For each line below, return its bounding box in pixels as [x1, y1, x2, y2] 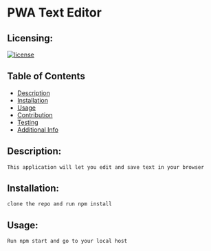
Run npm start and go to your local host [7, 238, 128, 245]
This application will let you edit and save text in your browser [7, 163, 205, 170]
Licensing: [7, 32, 54, 44]
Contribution [16, 110, 53, 119]
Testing [16, 118, 39, 126]
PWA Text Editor [7, 5, 102, 21]
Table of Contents [7, 70, 86, 82]
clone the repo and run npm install [7, 201, 112, 208]
